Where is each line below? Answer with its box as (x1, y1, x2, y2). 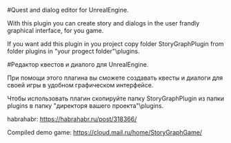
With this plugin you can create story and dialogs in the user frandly (7, 19, 200, 27)
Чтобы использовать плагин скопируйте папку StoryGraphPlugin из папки (7, 94, 224, 102)
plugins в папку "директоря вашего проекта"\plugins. (7, 102, 164, 109)
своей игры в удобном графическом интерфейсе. (7, 81, 154, 89)
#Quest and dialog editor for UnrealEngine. (7, 6, 129, 14)
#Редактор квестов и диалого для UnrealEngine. (7, 60, 149, 68)
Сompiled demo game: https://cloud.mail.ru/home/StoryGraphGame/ (7, 129, 202, 136)
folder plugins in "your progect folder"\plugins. (7, 47, 140, 55)
